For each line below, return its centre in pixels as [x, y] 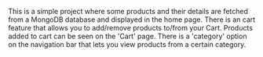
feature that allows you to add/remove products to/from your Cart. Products [131, 28]
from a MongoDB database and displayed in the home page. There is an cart [132, 20]
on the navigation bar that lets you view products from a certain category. [127, 45]
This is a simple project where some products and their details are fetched [128, 11]
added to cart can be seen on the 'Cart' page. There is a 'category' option [128, 36]
